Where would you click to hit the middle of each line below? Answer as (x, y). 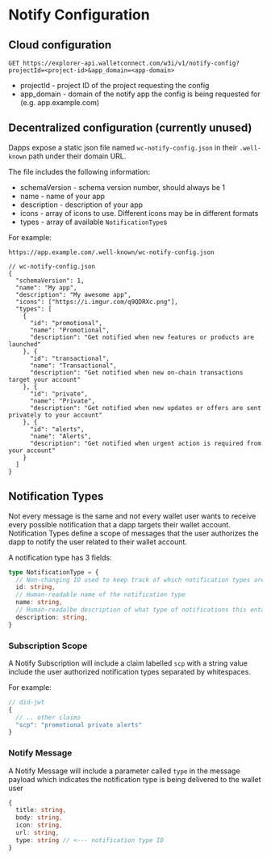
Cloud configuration (60, 45)
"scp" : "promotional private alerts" (79, 725)
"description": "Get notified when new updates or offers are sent (146, 408)
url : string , (38, 833)
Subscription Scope (48, 645)
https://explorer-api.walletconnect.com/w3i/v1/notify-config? (131, 63)
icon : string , (39, 825)
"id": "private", (59, 394)
